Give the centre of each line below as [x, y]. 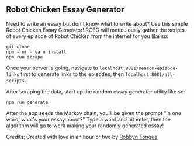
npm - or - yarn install [36, 52]
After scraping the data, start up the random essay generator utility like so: [96, 91]
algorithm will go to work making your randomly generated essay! [85, 126]
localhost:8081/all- [150, 74]
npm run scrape [25, 57]
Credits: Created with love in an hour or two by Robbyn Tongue [82, 137]
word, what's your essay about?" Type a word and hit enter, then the [89, 119]
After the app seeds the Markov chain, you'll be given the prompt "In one [94, 113]
